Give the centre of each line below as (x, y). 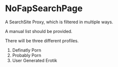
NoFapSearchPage (44, 8)
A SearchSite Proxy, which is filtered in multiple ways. (59, 22)
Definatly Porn (27, 50)
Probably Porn (27, 55)
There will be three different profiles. (42, 41)
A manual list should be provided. (39, 31)
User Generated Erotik (35, 60)
